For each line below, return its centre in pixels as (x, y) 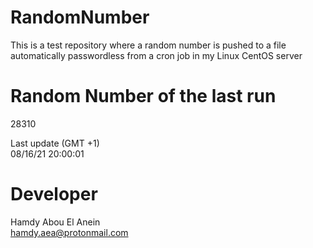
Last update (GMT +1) (55, 143)
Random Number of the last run (143, 96)
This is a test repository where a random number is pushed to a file (148, 45)
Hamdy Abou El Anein (55, 222)
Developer (54, 194)
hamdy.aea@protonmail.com (69, 232)
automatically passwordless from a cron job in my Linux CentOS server (156, 55)
